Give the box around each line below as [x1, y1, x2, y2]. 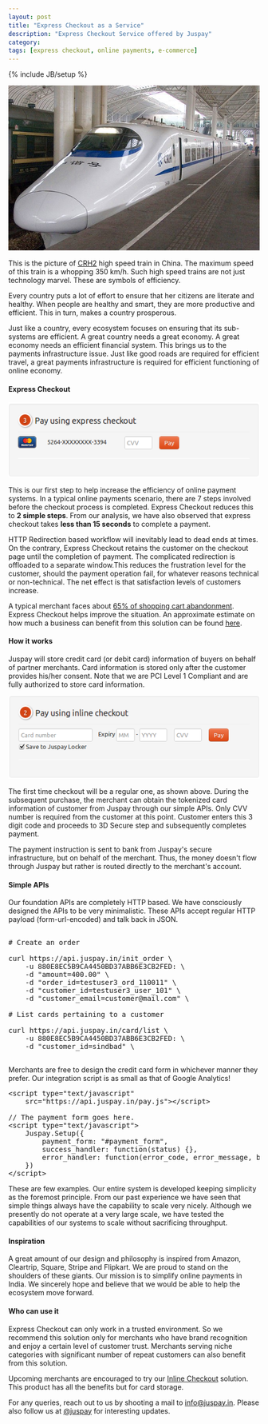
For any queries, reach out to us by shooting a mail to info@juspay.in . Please [8, 1398, 259, 1407]
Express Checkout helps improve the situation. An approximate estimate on [8, 609, 255, 619]
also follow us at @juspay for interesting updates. [8, 1406, 171, 1415]
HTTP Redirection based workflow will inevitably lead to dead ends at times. [8, 534, 258, 544]
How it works [8, 636, 53, 646]
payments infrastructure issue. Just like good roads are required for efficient [8, 349, 259, 359]
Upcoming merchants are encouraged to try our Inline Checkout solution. [8, 1374, 249, 1383]
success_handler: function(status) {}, [41, 1145, 198, 1155]
